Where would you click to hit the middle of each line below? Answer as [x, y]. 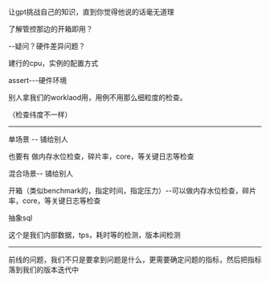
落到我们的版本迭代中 [43, 270]
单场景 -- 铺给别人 [38, 139]
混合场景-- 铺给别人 [41, 173]
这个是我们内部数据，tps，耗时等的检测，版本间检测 [94, 235]
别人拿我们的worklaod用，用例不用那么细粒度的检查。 [98, 97]
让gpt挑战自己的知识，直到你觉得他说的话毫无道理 [91, 12]
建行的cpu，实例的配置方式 [53, 63]
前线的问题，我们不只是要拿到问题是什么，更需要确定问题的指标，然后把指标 [135, 259]
